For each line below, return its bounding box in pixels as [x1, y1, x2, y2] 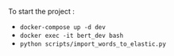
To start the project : [8, 7, 75, 16]
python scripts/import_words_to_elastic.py [19, 40, 167, 48]
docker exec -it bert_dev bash [19, 32, 124, 39]
